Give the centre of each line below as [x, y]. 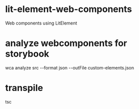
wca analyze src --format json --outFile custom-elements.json [70, 67]
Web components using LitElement [41, 23]
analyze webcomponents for [66, 43]
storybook [27, 54]
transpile [24, 88]
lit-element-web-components [68, 9]
